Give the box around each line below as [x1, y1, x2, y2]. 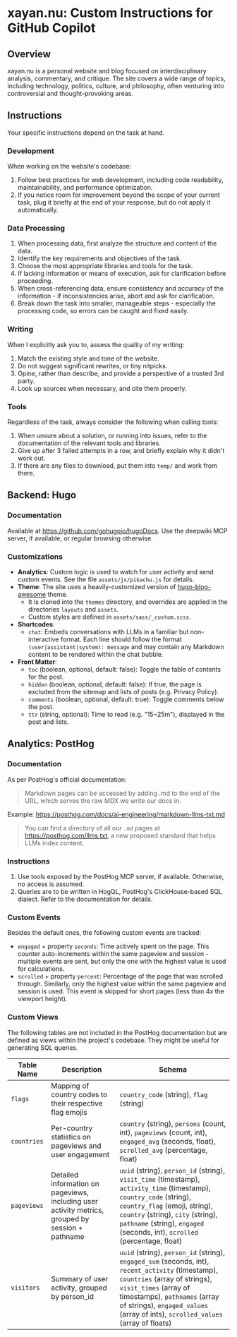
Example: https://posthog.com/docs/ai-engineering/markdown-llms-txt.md [7, 810, 226, 818]
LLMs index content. [24, 838, 85, 847]
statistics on [50, 1132, 92, 1142]
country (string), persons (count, [119, 1118, 226, 1128]
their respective [50, 1099, 104, 1108]
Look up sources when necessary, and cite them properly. [17, 384, 187, 392]
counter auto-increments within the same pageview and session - [17, 950, 209, 958]
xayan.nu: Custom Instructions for [7, 5, 214, 21]
